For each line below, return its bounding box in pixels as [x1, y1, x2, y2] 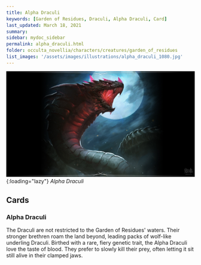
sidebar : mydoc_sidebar [6, 35, 66, 41]
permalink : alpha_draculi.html [6, 41, 84, 47]
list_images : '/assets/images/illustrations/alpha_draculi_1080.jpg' [6, 54, 184, 60]
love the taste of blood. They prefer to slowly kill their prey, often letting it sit [6, 245, 194, 252]
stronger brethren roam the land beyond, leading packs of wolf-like [6, 233, 172, 240]
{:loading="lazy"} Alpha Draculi [6, 178, 84, 185]
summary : [6, 29, 28, 35]
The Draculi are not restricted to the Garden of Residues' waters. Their [6, 226, 180, 233]
